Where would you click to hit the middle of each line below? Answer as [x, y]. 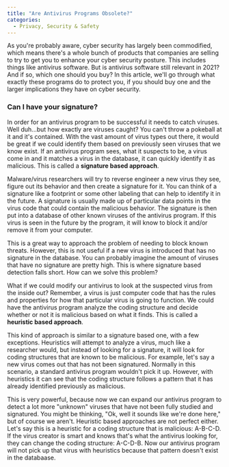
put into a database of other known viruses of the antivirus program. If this [112, 215]
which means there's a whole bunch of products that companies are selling [113, 53]
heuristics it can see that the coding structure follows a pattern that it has [110, 379]
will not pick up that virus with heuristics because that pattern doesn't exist [113, 450]
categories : [24, 20]
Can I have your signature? [52, 107]
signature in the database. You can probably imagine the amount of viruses [113, 257]
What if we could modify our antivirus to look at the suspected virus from [110, 286]
